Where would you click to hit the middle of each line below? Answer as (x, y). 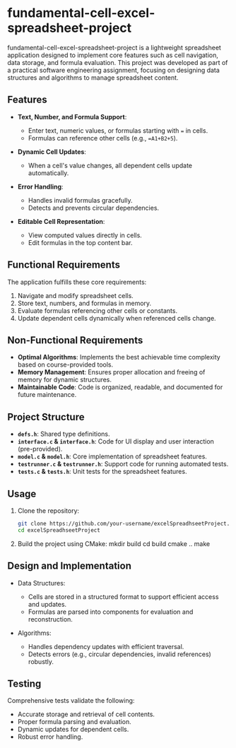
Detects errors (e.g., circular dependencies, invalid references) (120, 654)
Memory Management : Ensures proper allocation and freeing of (111, 372)
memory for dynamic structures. (64, 380)
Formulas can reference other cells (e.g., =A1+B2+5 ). (103, 138)
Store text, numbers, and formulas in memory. (84, 303)
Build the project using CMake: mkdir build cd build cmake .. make (114, 544)
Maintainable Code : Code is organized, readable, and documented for (120, 387)
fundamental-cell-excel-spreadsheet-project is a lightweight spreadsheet (114, 47)
